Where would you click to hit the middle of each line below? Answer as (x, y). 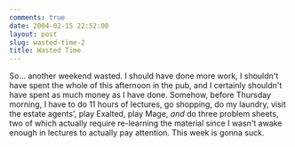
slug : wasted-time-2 (48, 42)
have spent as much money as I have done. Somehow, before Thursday (140, 95)
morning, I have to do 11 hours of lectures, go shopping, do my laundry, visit (147, 104)
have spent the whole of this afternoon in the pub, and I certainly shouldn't (146, 86)
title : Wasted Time (45, 51)
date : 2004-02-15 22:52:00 (59, 26)
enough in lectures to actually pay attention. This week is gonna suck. (137, 133)
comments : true (37, 17)
